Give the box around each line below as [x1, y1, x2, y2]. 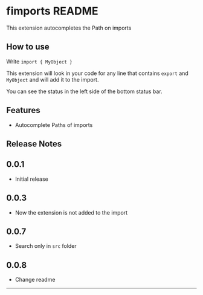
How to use [6, 42, 50, 52]
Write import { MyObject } [6, 57, 72, 65]
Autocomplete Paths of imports [14, 121, 93, 128]
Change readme [14, 276, 56, 284]
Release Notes [6, 138, 62, 149]
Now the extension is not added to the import [14, 209, 128, 216]
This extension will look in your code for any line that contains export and [6, 70, 188, 77]
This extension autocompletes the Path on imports [6, 24, 132, 31]
